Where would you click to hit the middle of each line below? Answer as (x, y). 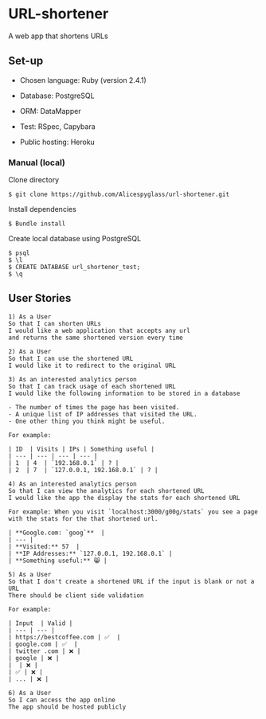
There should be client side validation (76, 595)
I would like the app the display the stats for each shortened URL (124, 498)
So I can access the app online (62, 700)
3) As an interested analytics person (72, 379)
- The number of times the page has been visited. (94, 407)
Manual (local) (37, 162)
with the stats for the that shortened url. (83, 518)
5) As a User (30, 574)
